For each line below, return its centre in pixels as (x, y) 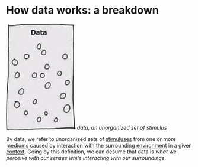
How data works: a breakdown (82, 10)
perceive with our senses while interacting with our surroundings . (86, 158)
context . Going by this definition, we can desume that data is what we (91, 152)
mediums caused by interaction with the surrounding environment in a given (99, 145)
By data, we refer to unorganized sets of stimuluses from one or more (91, 139)
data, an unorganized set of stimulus (122, 127)
